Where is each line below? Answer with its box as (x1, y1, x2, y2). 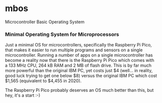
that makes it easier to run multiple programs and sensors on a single (5, 47, 143, 53)
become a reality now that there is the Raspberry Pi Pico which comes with (5, 58, 155, 63)
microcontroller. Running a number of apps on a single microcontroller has (5, 52, 153, 58)
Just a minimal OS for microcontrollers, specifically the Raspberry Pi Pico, (5, 42, 152, 48)
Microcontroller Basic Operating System (5, 19, 85, 25)
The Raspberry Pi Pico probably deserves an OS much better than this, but (5, 88, 154, 93)
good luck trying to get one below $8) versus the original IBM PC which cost (5, 73, 157, 79)
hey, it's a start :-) (5, 92, 41, 98)
